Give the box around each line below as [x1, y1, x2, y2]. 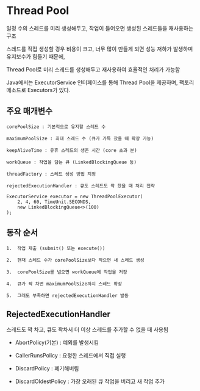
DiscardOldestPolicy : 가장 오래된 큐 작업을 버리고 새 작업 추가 [15, 378, 165, 385]
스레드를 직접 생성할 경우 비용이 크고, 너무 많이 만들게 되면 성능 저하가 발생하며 [6, 45, 193, 52]
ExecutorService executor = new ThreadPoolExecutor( [6, 193, 143, 199]
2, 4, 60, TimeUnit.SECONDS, [17, 199, 91, 205]
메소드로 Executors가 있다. [6, 86, 71, 93]
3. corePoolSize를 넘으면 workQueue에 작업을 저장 [6, 269, 127, 275]
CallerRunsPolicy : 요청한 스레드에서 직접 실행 [15, 352, 126, 359]
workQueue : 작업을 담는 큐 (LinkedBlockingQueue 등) [6, 159, 137, 165]
